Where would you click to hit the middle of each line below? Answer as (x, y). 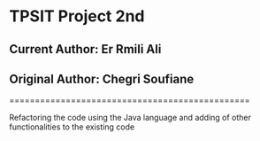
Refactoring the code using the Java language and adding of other (130, 118)
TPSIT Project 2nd (77, 16)
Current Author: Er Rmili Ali (85, 49)
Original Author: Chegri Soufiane (102, 78)
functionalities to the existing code (72, 127)
